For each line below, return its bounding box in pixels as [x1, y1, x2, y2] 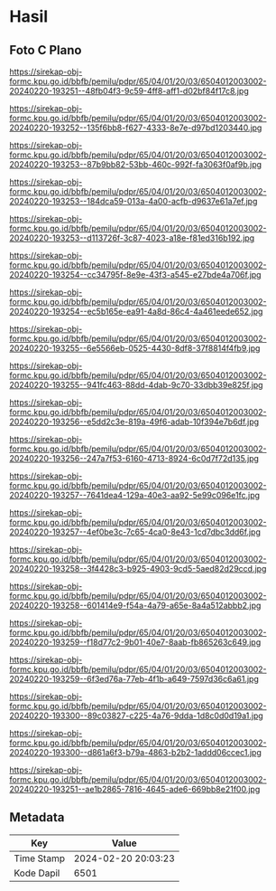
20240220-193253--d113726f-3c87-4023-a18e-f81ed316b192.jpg [9, 232, 255, 243]
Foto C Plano [9, 43, 82, 58]
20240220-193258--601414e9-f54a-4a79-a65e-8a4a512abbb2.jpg [9, 600, 262, 611]
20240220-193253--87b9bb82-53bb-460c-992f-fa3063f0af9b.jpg [9, 159, 262, 169]
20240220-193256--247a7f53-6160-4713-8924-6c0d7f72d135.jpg [9, 453, 260, 463]
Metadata [9, 810, 65, 825]
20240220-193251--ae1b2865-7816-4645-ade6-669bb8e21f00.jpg [9, 784, 261, 794]
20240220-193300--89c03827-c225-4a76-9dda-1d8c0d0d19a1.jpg [9, 710, 263, 721]
